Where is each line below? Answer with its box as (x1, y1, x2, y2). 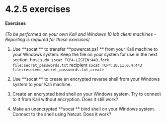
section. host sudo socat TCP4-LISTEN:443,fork (12, 57, 109, 63)
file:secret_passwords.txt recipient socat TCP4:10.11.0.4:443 (12, 62, 143, 68)
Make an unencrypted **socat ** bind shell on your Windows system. (12, 106, 156, 112)
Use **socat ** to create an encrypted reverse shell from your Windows (12, 76, 160, 82)
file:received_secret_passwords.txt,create (12, 67, 104, 73)
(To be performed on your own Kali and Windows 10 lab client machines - (5, 31, 157, 37)
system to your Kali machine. (12, 81, 72, 88)
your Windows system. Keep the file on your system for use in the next (12, 51, 158, 58)
